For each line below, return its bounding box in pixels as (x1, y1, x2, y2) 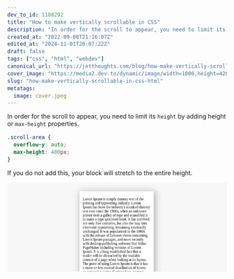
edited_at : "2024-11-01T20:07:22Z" (7, 40, 111, 48)
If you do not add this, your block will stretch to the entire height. (7, 168, 193, 177)
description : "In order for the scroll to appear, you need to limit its (7, 26, 226, 33)
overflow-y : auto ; (13, 142, 68, 149)
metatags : (7, 84, 36, 92)
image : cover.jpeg (13, 92, 68, 99)
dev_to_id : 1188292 (7, 11, 64, 18)
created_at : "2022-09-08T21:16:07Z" (7, 33, 114, 40)
